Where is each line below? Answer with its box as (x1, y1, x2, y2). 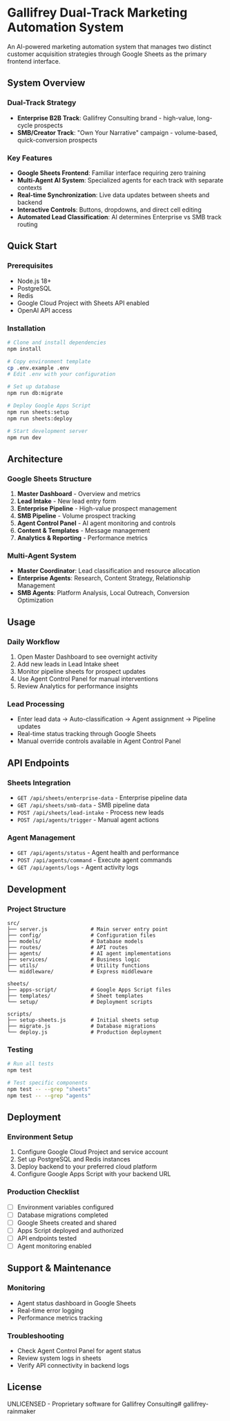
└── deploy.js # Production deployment (7, 1029, 162, 1036)
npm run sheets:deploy (7, 415, 73, 422)
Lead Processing (7, 699, 65, 708)
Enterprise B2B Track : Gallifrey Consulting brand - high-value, (17, 113, 195, 122)
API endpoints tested (17, 1234, 77, 1243)
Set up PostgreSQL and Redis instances (17, 1155, 131, 1164)
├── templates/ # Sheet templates (7, 993, 144, 1000)
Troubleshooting (7, 1330, 64, 1340)
